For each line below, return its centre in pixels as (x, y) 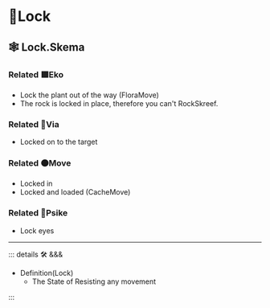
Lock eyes (37, 230)
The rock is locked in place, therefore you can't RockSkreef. (119, 103)
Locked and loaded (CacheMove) (75, 192)
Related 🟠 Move (40, 163)
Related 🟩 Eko (36, 74)
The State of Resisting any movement (94, 281)
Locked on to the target (59, 142)
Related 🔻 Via (34, 124)
